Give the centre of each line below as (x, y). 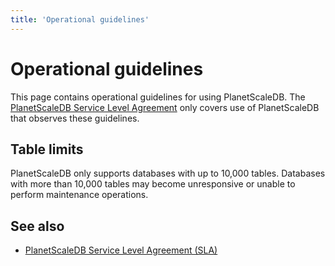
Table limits (47, 149)
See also (37, 226)
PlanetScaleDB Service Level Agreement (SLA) (121, 250)
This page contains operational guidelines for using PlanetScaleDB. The (158, 97)
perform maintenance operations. (79, 195)
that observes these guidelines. (75, 118)
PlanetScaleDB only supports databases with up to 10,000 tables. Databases (168, 173)
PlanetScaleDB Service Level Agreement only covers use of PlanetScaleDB (165, 107)
